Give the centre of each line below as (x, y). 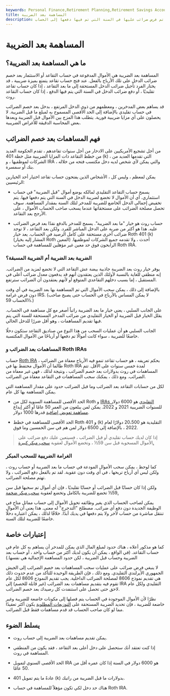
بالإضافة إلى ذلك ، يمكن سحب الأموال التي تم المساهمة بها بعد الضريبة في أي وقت (83, 290)
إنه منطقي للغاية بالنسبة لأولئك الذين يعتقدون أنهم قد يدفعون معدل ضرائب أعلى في (83, 275)
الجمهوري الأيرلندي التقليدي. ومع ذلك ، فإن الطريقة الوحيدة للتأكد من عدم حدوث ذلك (84, 572)
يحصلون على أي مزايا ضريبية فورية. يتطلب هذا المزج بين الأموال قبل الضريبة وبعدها (83, 118)
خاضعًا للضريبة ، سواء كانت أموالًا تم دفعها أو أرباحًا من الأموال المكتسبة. (72, 336)
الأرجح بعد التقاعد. (30, 214)
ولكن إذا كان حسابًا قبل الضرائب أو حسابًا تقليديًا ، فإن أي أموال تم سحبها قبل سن (81, 487)
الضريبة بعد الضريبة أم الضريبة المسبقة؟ (49, 258)
